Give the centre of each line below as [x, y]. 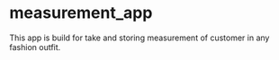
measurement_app [81, 13]
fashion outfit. [35, 47]
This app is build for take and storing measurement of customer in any [139, 38]
